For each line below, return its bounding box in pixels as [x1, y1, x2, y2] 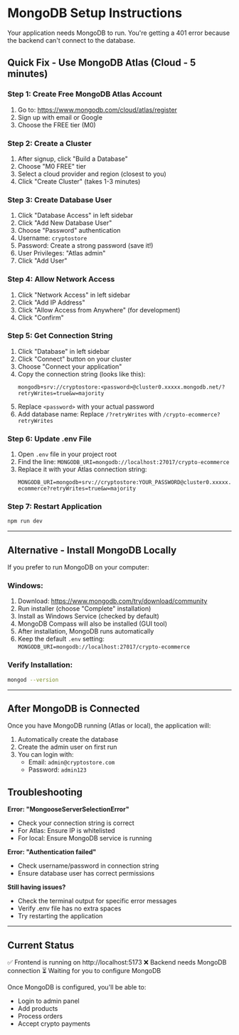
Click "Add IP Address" [17, 298, 85, 307]
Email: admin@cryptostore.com [28, 758, 115, 767]
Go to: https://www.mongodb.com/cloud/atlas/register [17, 105, 178, 114]
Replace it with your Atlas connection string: [17, 465, 147, 474]
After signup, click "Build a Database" [17, 154, 128, 163]
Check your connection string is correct [17, 819, 135, 827]
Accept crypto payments [17, 1019, 91, 1028]
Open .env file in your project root [17, 450, 117, 458]
